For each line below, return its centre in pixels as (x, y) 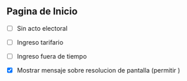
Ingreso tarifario (40, 42)
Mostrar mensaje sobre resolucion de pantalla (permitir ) (98, 70)
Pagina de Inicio (42, 12)
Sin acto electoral (42, 28)
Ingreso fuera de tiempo (52, 56)
